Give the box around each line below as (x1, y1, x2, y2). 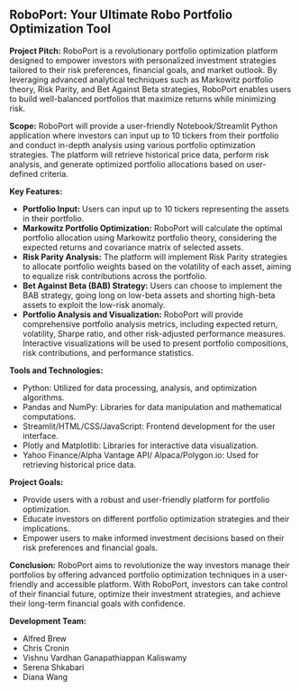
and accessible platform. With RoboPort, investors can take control (40, 578, 288, 590)
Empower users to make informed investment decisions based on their (22, 532, 286, 543)
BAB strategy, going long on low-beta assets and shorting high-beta (22, 289, 276, 301)
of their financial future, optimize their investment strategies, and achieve (9, 588, 281, 599)
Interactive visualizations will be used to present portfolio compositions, (22, 338, 289, 349)
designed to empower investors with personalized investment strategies (9, 54, 277, 66)
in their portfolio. (22, 212, 85, 224)
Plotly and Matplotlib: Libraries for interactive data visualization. (22, 440, 259, 451)
